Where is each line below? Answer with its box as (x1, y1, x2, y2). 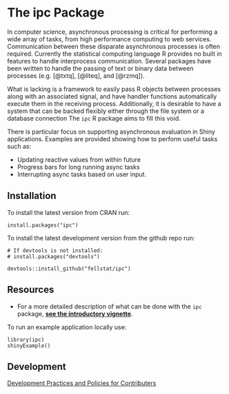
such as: (7, 142, 32, 150)
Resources (7, 284, 54, 295)
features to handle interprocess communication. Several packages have (7, 56, 212, 65)
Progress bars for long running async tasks (17, 163, 140, 171)
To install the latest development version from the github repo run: (7, 234, 195, 242)
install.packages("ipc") (7, 222, 79, 229)
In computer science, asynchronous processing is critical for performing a (7, 28, 218, 36)
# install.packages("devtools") (7, 253, 100, 260)
